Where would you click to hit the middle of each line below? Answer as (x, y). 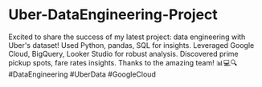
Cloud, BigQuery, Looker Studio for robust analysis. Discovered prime (123, 53)
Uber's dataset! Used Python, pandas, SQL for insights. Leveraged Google (131, 45)
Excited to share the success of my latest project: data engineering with (127, 37)
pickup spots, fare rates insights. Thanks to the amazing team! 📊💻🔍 (123, 62)
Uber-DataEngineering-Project (113, 15)
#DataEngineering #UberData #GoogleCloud (82, 74)
